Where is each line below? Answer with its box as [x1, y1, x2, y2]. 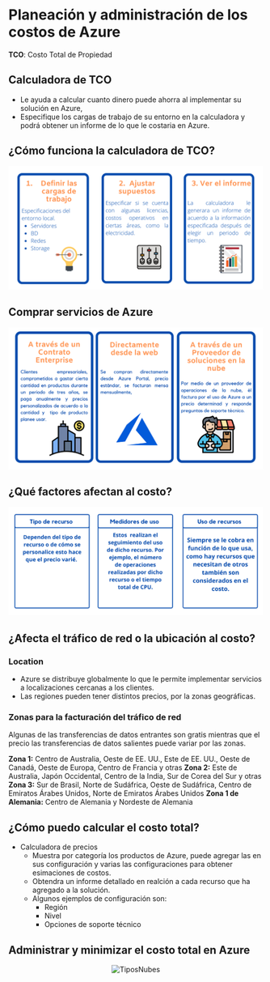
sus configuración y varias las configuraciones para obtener [32, 860, 233, 869]
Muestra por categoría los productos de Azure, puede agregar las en [32, 851, 261, 861]
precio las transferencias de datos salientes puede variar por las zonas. [8, 738, 247, 748]
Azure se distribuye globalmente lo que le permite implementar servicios [19, 674, 263, 684]
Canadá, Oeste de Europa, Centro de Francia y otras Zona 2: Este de [8, 763, 238, 772]
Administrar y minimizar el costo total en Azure [8, 943, 251, 957]
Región [44, 903, 68, 912]
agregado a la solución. [32, 885, 111, 895]
